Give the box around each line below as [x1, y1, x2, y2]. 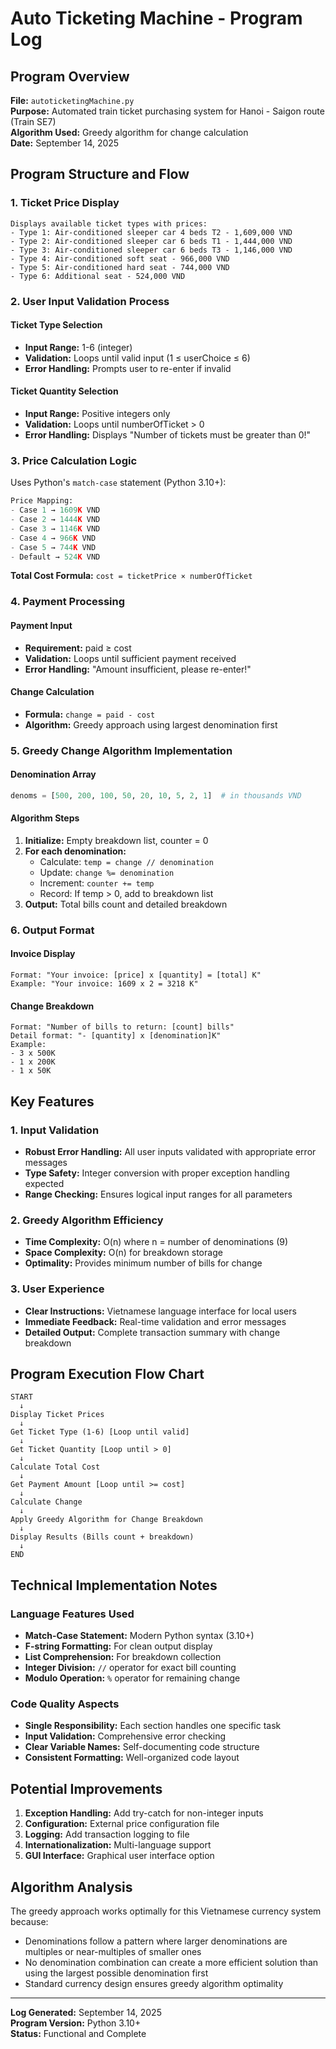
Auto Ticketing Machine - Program [10, 7, 303, 30]
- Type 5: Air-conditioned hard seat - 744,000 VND [10, 262, 230, 272]
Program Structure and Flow [10, 166, 190, 183]
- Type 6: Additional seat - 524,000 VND [10, 271, 186, 281]
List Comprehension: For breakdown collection [24, 1651, 222, 1663]
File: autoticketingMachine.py [10, 95, 135, 106]
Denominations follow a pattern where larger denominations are [24, 1935, 288, 1947]
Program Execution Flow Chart [10, 1365, 205, 1382]
